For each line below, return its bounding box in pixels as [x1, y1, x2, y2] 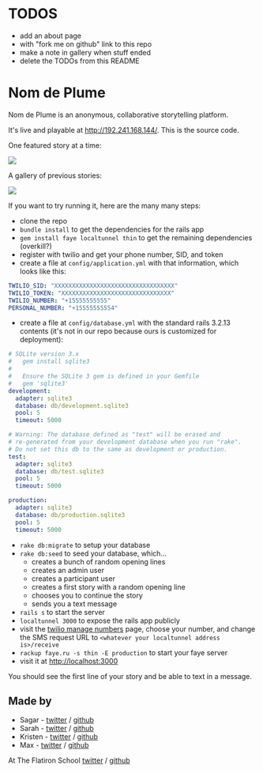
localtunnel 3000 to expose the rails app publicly [19, 616, 180, 625]
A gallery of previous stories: [8, 171, 103, 180]
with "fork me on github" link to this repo [19, 39, 152, 48]
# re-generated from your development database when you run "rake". [8, 438, 242, 446]
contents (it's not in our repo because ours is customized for [19, 326, 217, 336]
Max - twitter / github [19, 741, 89, 750]
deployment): [19, 335, 63, 345]
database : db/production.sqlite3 [15, 511, 126, 518]
